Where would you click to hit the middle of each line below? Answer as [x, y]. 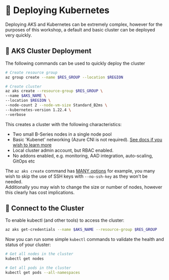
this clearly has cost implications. [40, 192]
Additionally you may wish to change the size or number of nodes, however [84, 187]
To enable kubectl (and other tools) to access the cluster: [65, 220]
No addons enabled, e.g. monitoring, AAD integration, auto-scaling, [83, 155]
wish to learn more [32, 145]
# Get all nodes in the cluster [39, 254]
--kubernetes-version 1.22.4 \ [38, 110]
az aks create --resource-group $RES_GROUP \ [54, 91]
